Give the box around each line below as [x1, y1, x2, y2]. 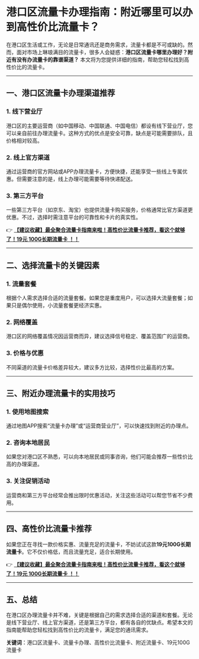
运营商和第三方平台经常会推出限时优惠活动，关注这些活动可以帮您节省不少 [6, 491, 188, 498]
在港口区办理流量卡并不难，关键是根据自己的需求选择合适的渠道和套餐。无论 [6, 611, 193, 619]
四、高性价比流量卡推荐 [6, 524, 92, 534]
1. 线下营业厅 [6, 108, 43, 116]
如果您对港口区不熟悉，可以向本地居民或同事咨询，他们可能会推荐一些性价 [6, 453, 188, 460]
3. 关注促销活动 [6, 477, 50, 485]
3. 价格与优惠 [6, 349, 44, 357]
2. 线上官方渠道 [6, 153, 50, 161]
